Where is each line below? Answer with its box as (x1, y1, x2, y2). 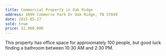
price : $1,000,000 (5, 26, 44, 31)
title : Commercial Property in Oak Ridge (5, 7, 93, 12)
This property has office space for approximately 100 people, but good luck (5, 39, 161, 45)
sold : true (5, 21, 28, 26)
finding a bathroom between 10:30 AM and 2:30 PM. (5, 45, 114, 51)
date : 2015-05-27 (5, 16, 42, 21)
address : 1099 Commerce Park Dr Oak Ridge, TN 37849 (5, 12, 118, 17)
